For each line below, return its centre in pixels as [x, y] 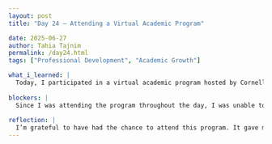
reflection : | [32, 121]
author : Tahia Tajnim [45, 45]
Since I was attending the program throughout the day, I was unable [135, 105]
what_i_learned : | [39, 75]
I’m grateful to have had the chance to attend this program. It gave [137, 128]
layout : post [30, 16]
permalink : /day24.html [49, 53]
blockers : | [28, 98]
